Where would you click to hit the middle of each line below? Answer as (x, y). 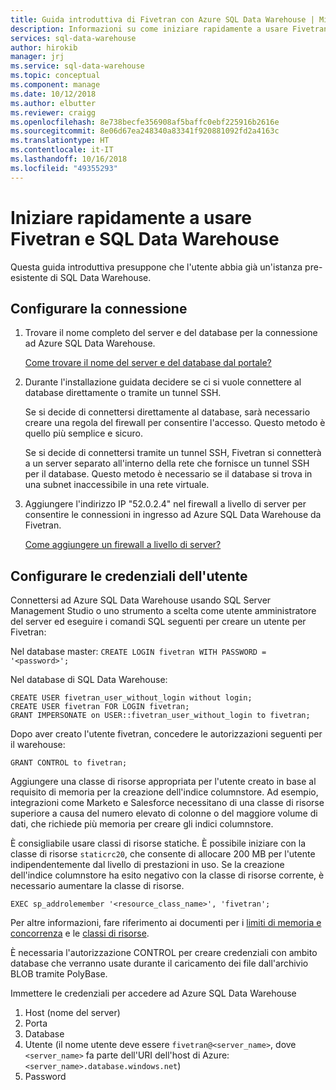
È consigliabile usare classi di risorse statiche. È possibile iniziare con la (158, 843)
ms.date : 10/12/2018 (53, 94)
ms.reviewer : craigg (53, 112)
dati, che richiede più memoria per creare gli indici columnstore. (142, 824)
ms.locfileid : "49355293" (64, 168)
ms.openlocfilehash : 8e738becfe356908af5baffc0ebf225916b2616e (145, 122)
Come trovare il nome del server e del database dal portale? (148, 363)
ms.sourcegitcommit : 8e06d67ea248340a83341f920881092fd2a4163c (145, 131)
